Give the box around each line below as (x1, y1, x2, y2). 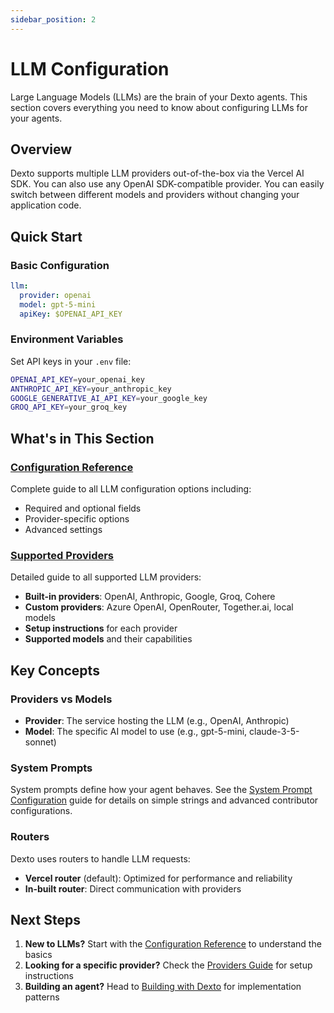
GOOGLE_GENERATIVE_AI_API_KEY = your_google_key (10, 393, 208, 403)
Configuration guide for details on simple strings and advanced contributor (10, 794, 319, 806)
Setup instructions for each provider (24, 622, 178, 635)
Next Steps (10, 912, 81, 929)
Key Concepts (10, 662, 100, 679)
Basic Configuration (10, 258, 110, 272)
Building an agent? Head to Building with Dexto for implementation (24, 981, 302, 993)
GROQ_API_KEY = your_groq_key (10, 402, 128, 413)
